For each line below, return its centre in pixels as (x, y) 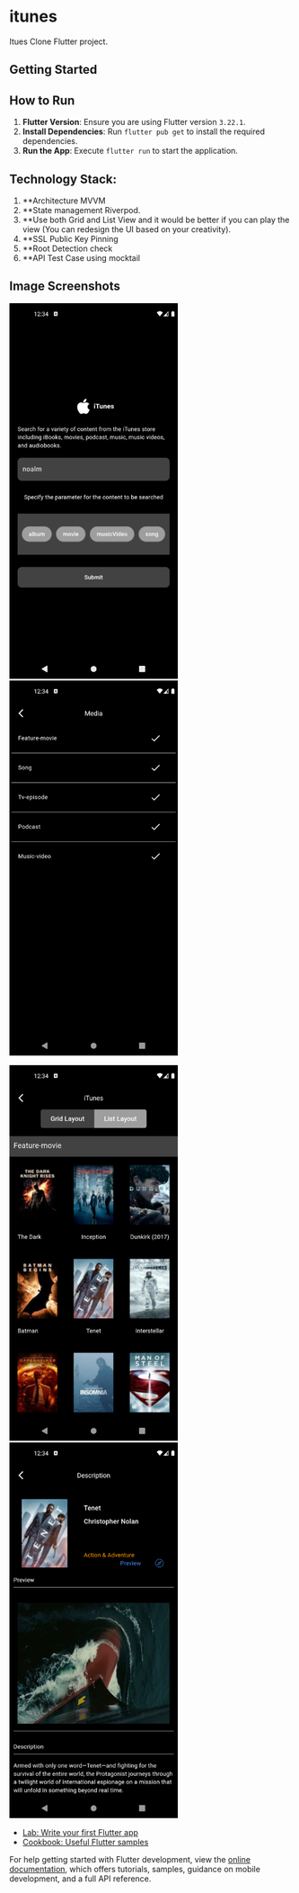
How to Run (42, 100)
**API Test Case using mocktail (81, 257)
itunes (34, 17)
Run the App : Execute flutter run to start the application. (130, 151)
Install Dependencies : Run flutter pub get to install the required (143, 131)
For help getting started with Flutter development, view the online (130, 1860)
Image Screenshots (65, 287)
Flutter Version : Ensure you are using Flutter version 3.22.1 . (134, 122)
